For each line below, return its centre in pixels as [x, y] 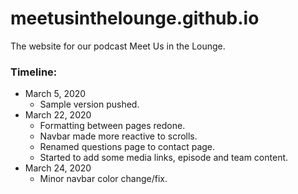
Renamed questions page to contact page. [127, 147]
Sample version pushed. [89, 104]
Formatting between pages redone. [112, 126]
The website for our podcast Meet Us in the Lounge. [118, 46]
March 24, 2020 [58, 168]
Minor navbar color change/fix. [103, 179]
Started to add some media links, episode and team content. [164, 158]
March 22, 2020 [58, 115]
